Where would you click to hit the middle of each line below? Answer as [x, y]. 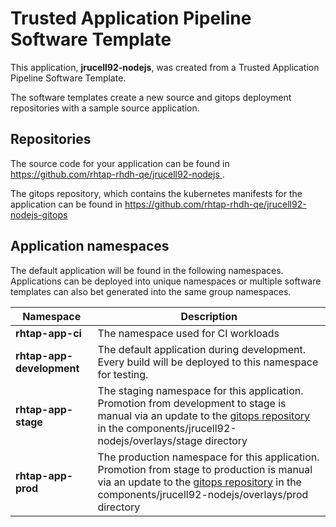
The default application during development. [202, 349]
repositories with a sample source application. [105, 108]
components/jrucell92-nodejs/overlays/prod [203, 494]
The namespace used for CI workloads [188, 333]
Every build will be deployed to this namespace [208, 362]
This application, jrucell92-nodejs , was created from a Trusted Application [165, 67]
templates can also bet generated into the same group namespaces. [151, 291]
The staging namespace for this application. [200, 390]
